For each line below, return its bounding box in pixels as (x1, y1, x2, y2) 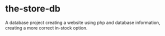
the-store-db (5, 3, 61, 14)
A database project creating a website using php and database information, (5, 19, 160, 25)
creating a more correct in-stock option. (5, 24, 87, 30)
